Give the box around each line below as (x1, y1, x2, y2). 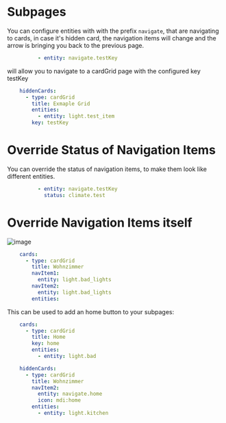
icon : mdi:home (37, 397, 81, 404)
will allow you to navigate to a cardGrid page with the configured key (7, 66, 201, 75)
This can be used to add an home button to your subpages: (7, 307, 175, 316)
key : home (32, 340, 60, 347)
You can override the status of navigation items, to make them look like (7, 165, 208, 173)
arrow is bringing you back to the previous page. (7, 41, 145, 49)
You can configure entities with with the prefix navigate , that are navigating (7, 27, 219, 35)
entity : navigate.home (37, 391, 103, 398)
